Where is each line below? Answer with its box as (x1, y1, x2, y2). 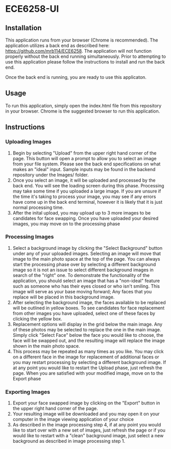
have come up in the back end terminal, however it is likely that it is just (12, 199, 163, 205)
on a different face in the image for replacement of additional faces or (12, 354, 159, 360)
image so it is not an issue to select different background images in (12, 267, 154, 273)
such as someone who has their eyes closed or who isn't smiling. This (12, 283, 160, 289)
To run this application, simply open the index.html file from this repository (5, 102, 162, 109)
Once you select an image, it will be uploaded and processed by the (12, 177, 156, 183)
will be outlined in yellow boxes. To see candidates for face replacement (12, 305, 165, 311)
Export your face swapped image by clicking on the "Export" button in (12, 400, 160, 406)
